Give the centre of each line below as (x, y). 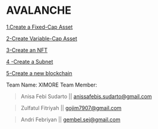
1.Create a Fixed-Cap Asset (39, 27)
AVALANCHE (39, 10)
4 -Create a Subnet (30, 62)
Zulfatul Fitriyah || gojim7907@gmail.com (71, 107)
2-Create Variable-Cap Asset (42, 38)
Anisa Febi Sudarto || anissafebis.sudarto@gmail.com (86, 96)
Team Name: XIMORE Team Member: (52, 85)
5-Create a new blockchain (39, 73)
